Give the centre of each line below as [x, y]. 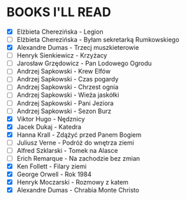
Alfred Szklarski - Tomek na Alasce [67, 150]
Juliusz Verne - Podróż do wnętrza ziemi [75, 142]
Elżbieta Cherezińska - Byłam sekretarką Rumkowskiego [98, 40]
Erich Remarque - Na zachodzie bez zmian [78, 158]
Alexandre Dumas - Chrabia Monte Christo [78, 190]
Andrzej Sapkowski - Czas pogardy [67, 79]
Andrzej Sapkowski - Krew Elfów [64, 72]
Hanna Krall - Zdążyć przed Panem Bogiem [79, 135]
